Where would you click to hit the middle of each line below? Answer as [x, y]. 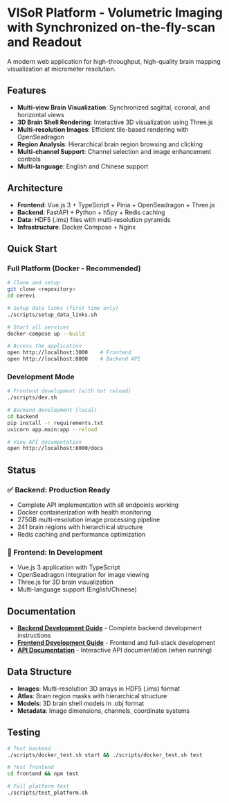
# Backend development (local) [52, 411]
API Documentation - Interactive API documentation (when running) [114, 650]
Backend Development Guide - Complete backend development [109, 628]
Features [27, 90]
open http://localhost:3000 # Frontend [69, 353]
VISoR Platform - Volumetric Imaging [115, 13]
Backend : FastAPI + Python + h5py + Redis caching [91, 212]
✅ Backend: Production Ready [59, 490]
